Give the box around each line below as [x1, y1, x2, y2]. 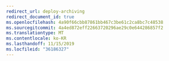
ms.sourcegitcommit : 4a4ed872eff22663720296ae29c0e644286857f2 [6, 24, 164, 31]
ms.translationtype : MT [6, 30, 64, 36]
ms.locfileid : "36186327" [6, 46, 69, 52]
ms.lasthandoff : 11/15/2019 [6, 41, 75, 47]
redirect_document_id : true [6, 14, 75, 20]
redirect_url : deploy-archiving [6, 8, 85, 15]
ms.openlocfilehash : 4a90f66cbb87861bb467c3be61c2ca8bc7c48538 [6, 19, 164, 25]
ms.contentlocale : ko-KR [6, 35, 67, 41]
